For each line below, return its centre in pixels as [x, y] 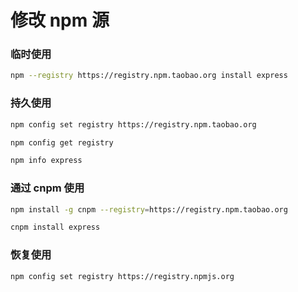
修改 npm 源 [60, 20]
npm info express [46, 161]
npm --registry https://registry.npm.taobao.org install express [149, 76]
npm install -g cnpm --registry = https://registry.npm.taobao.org [149, 209]
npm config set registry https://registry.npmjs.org [122, 276]
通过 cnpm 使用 [47, 188]
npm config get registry [62, 142]
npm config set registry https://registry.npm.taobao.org [133, 124]
